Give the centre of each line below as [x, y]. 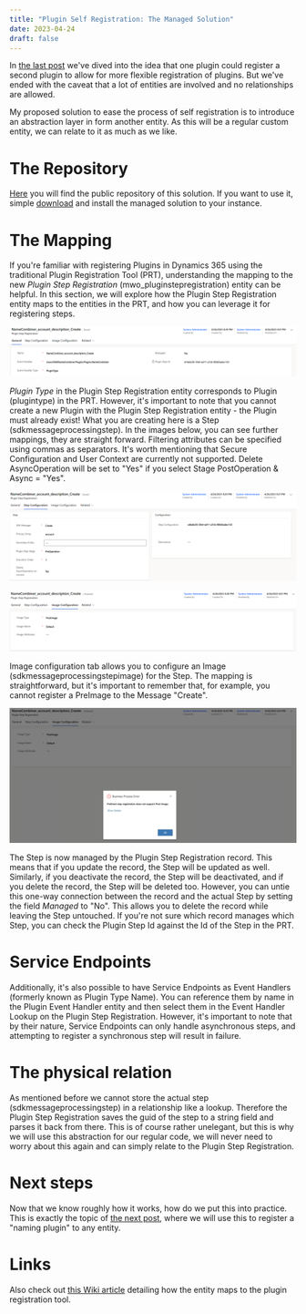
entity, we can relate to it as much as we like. [93, 131]
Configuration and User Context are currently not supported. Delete [137, 458]
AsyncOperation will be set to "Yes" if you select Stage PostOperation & [144, 468]
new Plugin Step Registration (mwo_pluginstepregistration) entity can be [145, 285]
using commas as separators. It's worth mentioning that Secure [128, 449]
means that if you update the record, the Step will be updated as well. [140, 867]
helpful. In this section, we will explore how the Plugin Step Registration [143, 294]
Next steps [51, 1182]
